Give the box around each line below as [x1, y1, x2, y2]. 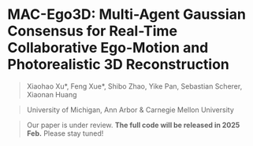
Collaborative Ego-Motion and [7, 39, 209, 57]
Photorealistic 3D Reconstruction [7, 56, 230, 74]
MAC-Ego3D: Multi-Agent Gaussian [7, 5, 246, 24]
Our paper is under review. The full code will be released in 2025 [26, 120, 240, 130]
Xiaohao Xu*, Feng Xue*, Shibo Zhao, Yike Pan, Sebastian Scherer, [26, 81, 243, 91]
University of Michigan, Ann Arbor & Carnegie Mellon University [26, 104, 234, 115]
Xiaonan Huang [26, 89, 77, 99]
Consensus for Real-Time [7, 22, 178, 40]
